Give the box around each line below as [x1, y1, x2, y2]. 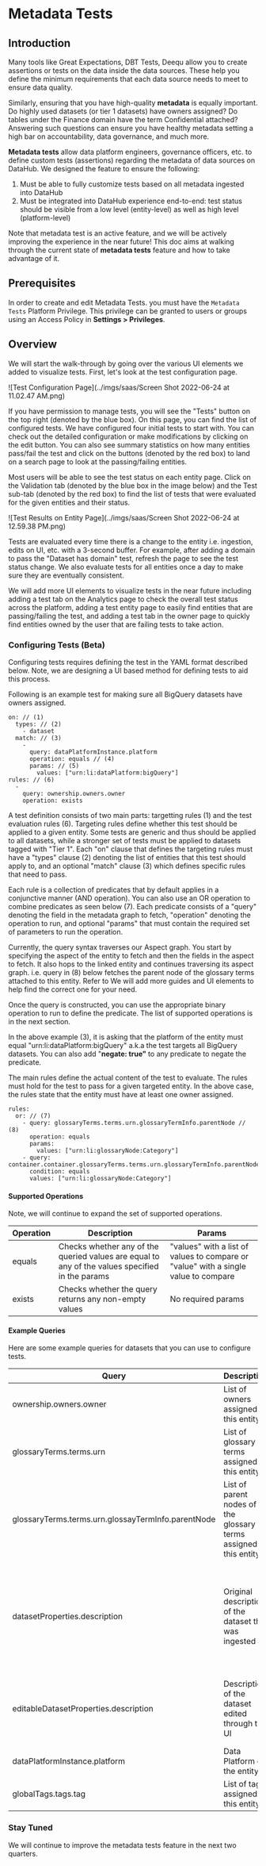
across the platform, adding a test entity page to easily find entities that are [8, 602, 253, 612]
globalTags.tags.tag [12, 1788, 85, 1799]
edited [222, 1708, 248, 1719]
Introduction [8, 36, 71, 50]
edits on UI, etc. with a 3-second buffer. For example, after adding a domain [8, 545, 256, 555]
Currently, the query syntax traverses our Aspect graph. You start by [8, 942, 232, 952]
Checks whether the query [58, 1284, 158, 1295]
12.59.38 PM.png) [8, 521, 66, 531]
